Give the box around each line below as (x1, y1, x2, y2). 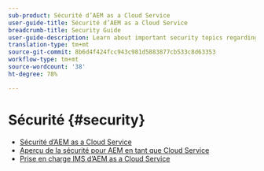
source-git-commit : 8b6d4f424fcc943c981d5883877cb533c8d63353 (8, 48, 216, 56)
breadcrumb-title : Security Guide (8, 26, 122, 34)
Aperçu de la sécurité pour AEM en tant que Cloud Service (19, 145, 210, 154)
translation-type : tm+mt (8, 41, 90, 49)
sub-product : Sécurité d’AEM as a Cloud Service (8, 11, 170, 20)
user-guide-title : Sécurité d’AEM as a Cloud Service (8, 19, 189, 27)
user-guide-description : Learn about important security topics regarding (8, 33, 258, 42)
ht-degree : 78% (8, 70, 58, 78)
